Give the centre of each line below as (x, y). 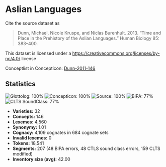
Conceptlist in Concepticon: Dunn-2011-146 (50, 68)
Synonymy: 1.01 (29, 127)
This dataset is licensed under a (38, 53)
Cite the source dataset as (32, 23)
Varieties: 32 (26, 111)
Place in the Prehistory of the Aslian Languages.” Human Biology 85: (88, 38)
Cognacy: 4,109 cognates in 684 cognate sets (61, 132)
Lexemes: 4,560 (29, 122)
